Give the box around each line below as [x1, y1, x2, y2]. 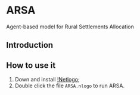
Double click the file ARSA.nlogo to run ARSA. [14, 82, 125, 89]
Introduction [6, 40, 54, 50]
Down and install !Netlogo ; [14, 76, 80, 83]
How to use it [6, 60, 56, 70]
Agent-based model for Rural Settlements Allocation [6, 23, 134, 30]
